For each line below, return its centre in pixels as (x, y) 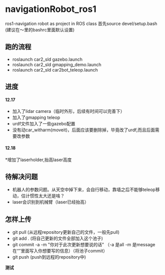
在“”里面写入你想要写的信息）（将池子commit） (60, 251)
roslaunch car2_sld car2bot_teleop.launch (55, 70)
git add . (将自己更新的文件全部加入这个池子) (57, 238)
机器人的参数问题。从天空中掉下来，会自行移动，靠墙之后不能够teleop (84, 189)
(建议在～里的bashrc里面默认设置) (40, 30)
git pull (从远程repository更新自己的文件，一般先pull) (66, 232)
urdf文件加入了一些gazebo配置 (44, 124)
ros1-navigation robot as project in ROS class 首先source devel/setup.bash (81, 23)
